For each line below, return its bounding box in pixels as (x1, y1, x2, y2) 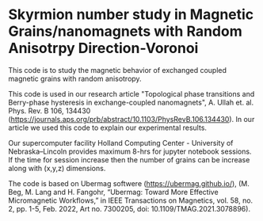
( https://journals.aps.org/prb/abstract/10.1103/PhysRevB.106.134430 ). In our (8, 114, 255, 124)
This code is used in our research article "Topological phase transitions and (8, 89, 255, 98)
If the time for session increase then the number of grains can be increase (8, 154, 250, 164)
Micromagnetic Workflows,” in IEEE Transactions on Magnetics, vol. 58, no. (8, 196, 253, 205)
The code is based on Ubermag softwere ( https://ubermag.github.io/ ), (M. (8, 178, 250, 188)
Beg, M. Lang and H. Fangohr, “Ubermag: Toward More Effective (8, 187, 219, 196)
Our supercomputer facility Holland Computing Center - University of (8, 138, 234, 147)
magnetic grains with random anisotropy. (8, 74, 142, 83)
